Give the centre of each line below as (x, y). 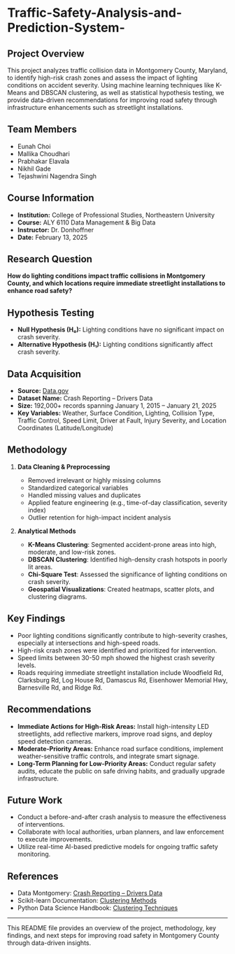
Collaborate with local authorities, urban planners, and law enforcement (121, 832)
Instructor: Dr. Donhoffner (56, 229)
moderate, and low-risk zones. (72, 552)
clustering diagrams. (57, 597)
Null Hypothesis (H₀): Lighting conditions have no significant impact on (121, 329)
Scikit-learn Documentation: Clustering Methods (87, 901)
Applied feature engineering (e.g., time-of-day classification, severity (127, 502)
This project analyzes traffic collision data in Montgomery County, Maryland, (117, 70)
